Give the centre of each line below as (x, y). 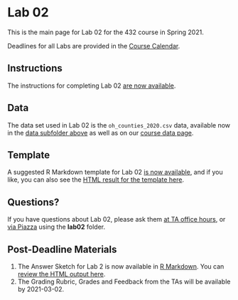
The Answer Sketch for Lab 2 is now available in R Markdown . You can (121, 267)
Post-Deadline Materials (62, 249)
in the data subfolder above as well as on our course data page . (101, 133)
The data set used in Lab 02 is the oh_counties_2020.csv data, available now (119, 125)
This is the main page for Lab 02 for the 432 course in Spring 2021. (106, 32)
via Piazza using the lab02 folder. (56, 227)
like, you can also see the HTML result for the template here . (96, 180)
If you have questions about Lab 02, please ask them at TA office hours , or (117, 219)
